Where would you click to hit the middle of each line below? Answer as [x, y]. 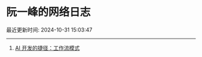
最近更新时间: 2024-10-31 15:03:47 [49, 30]
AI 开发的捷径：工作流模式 [47, 47]
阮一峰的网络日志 [49, 12]
